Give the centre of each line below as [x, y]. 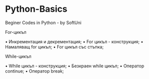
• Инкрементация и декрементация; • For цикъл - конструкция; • [74, 41]
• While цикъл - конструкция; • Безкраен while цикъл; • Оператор [75, 66]
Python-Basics [36, 9]
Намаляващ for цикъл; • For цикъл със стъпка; [54, 47]
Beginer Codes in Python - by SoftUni [43, 23]
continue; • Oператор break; [35, 71]
